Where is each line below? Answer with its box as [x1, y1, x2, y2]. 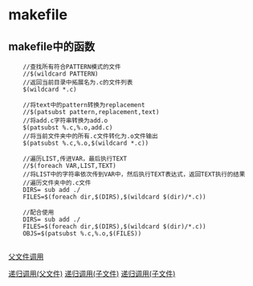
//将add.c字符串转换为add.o [22, 116, 108, 125]
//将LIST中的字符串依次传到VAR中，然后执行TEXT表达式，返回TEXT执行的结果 [22, 170, 246, 178]
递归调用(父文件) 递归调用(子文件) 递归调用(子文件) [8, 269, 176, 278]
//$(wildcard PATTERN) [22, 70, 99, 78]
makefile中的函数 [8, 39, 95, 53]
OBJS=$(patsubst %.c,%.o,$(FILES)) [22, 230, 142, 238]
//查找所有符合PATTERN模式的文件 [22, 63, 121, 71]
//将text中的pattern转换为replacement [22, 101, 145, 109]
